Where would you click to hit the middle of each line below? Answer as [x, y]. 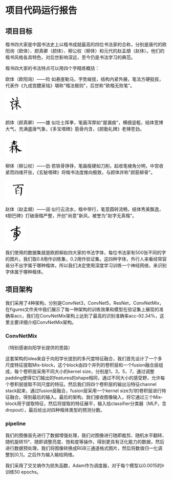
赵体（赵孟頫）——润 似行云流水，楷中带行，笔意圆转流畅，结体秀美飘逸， [84, 209]
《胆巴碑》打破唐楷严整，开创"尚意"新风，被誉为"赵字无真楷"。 [71, 216]
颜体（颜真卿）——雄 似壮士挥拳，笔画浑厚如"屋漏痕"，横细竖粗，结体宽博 [84, 122]
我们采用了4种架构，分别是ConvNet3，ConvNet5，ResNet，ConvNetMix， [85, 303]
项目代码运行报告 [41, 11]
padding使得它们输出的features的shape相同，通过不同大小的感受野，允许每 [85, 378]
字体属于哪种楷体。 [26, 272]
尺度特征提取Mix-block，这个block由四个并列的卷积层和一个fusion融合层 [82, 365]
